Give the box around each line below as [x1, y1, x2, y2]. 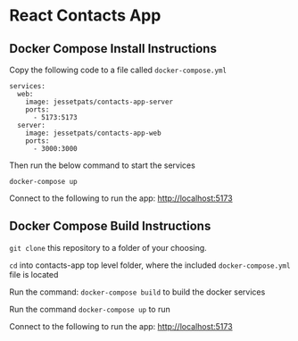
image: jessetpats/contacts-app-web [25, 129, 162, 137]
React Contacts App [9, 5, 161, 26]
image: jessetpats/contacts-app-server [25, 97, 174, 106]
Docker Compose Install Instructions [9, 41, 217, 56]
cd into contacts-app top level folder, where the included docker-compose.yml [9, 260, 291, 270]
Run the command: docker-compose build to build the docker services [9, 287, 266, 297]
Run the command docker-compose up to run [9, 304, 171, 314]
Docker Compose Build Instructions [9, 219, 211, 234]
